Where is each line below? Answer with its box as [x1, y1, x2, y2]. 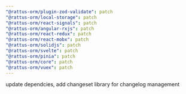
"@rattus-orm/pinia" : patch [5, 53, 76, 59]
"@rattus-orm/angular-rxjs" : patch [5, 25, 94, 32]
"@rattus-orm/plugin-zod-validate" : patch [5, 8, 113, 15]
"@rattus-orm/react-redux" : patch [5, 31, 92, 37]
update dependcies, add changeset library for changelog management [5, 81, 180, 88]
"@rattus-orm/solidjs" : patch [5, 43, 81, 48]
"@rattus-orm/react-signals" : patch [5, 20, 97, 26]
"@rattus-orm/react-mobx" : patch [5, 37, 89, 43]
